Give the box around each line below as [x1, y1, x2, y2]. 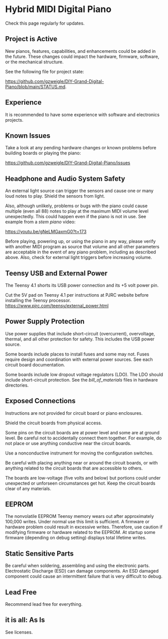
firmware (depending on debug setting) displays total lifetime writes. [5, 534, 147, 541]
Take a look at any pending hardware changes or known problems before [5, 145, 156, 151]
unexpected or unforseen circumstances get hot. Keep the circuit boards [5, 480, 155, 486]
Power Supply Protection [5, 317, 85, 326]
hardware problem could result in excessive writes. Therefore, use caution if [5, 524, 163, 530]
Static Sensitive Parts [5, 549, 74, 558]
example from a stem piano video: [5, 219, 76, 225]
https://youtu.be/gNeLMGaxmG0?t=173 [5, 229, 87, 235]
